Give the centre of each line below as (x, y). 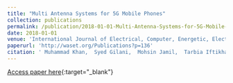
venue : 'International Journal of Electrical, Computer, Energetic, (108, 39)
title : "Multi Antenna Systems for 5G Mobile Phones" (87, 13)
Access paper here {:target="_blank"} (60, 72)
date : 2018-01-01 (32, 33)
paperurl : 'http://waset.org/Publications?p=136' (80, 46)
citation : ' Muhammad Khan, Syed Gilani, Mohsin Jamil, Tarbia (105, 53)
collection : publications (44, 20)
